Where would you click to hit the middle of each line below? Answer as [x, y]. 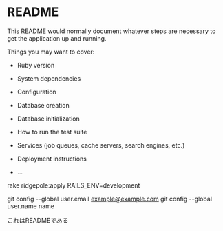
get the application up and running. [57, 38]
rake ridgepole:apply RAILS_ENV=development [74, 185]
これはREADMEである [38, 220]
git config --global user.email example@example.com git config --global [109, 199]
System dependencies [49, 78]
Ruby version [36, 65]
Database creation [43, 105]
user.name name [31, 206]
